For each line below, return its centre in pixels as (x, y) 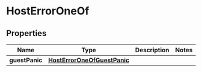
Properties (26, 33)
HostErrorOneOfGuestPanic (89, 60)
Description (152, 50)
